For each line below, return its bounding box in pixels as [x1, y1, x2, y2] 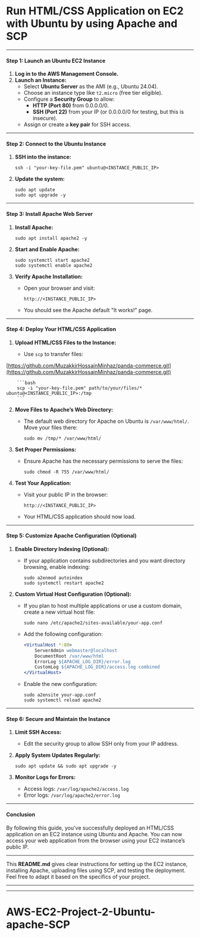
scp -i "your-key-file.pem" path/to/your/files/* [17, 385, 143, 391]
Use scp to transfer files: [23, 350, 83, 357]
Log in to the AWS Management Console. [14, 70, 119, 78]
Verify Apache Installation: [14, 273, 83, 280]
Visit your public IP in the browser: [23, 491, 108, 498]
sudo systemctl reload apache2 [23, 697, 102, 703]
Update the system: [14, 175, 65, 183]
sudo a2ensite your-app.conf [23, 692, 96, 698]
